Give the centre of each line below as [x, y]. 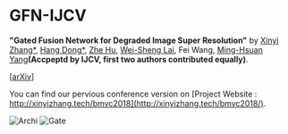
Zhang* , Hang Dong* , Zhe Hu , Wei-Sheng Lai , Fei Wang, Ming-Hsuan [136, 49]
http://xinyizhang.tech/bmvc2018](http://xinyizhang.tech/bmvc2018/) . [138, 103]
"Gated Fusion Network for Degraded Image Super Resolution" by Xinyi [144, 40]
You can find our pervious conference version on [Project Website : [133, 94]
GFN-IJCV [48, 16]
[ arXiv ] [22, 76]
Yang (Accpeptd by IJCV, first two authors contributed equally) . [129, 59]
